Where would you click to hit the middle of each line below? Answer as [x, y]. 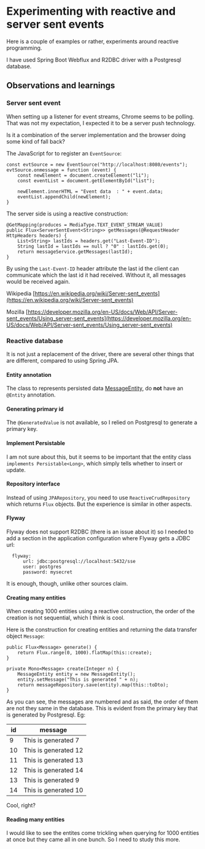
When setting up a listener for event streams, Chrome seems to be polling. [100, 116]
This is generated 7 [52, 740]
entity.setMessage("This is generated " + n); [78, 680]
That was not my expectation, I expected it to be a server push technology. [101, 123]
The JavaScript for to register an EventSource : [64, 153]
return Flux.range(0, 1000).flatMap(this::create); [85, 653]
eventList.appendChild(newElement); [64, 197]
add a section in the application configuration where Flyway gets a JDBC [98, 538]
